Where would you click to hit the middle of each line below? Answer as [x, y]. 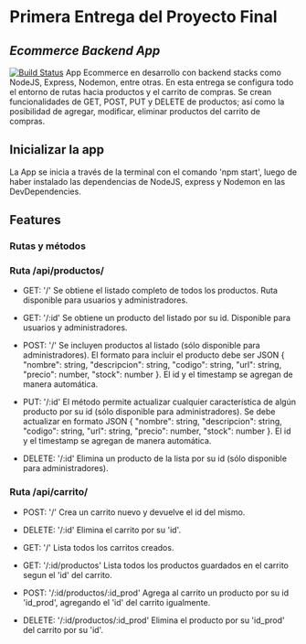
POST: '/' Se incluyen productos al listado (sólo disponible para [141, 346]
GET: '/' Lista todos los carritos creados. [98, 547]
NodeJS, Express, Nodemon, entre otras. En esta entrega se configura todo [152, 82]
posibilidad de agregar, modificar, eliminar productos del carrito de [135, 111]
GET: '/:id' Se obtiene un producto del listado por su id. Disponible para [156, 318]
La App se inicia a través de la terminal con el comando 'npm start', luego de [153, 172]
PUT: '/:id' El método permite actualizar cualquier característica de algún [159, 402]
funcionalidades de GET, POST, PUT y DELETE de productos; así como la [147, 102]
